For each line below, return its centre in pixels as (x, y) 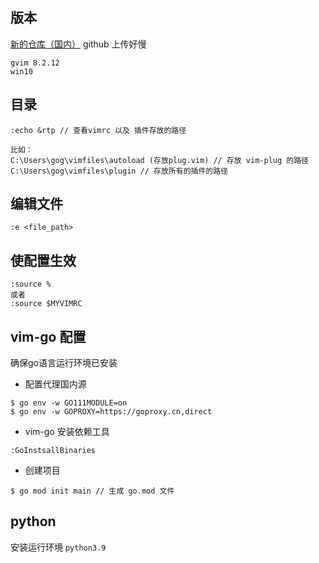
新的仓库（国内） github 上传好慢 (78, 44)
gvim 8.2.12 (35, 63)
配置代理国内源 (55, 384)
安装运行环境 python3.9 (58, 547)
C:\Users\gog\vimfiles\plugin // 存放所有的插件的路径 (119, 171)
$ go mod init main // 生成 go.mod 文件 (92, 491)
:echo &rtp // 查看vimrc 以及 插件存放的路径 (98, 130)
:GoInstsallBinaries (53, 451)
